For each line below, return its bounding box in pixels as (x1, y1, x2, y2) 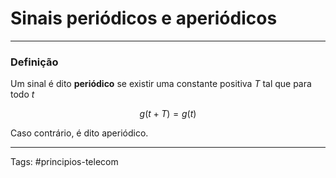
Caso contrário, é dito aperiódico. (10, 127, 149, 139)
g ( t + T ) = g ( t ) (139, 108, 197, 120)
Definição (10, 55, 59, 69)
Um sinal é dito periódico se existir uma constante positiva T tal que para (10, 78, 312, 90)
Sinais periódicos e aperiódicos (10, 7, 278, 30)
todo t (10, 88, 35, 101)
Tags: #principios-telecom (10, 156, 119, 168)
